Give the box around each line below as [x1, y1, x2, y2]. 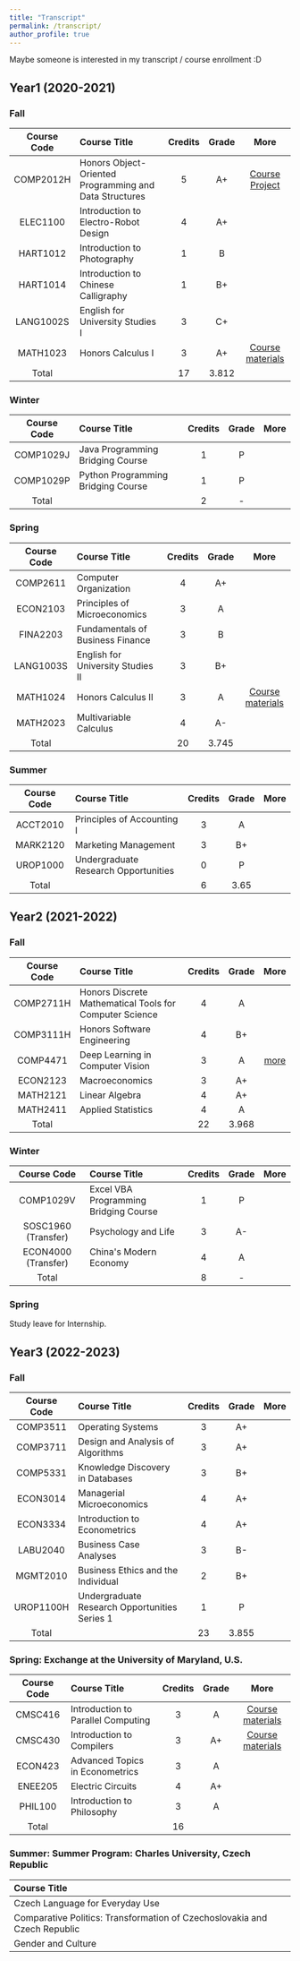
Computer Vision [79, 1059, 150, 1072]
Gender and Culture [13, 1937, 96, 1949]
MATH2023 [16, 716, 66, 729]
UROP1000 [15, 859, 64, 871]
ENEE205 [17, 1780, 58, 1793]
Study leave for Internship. [9, 1318, 107, 1330]
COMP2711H [13, 997, 71, 1009]
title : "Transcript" [9, 13, 87, 22]
